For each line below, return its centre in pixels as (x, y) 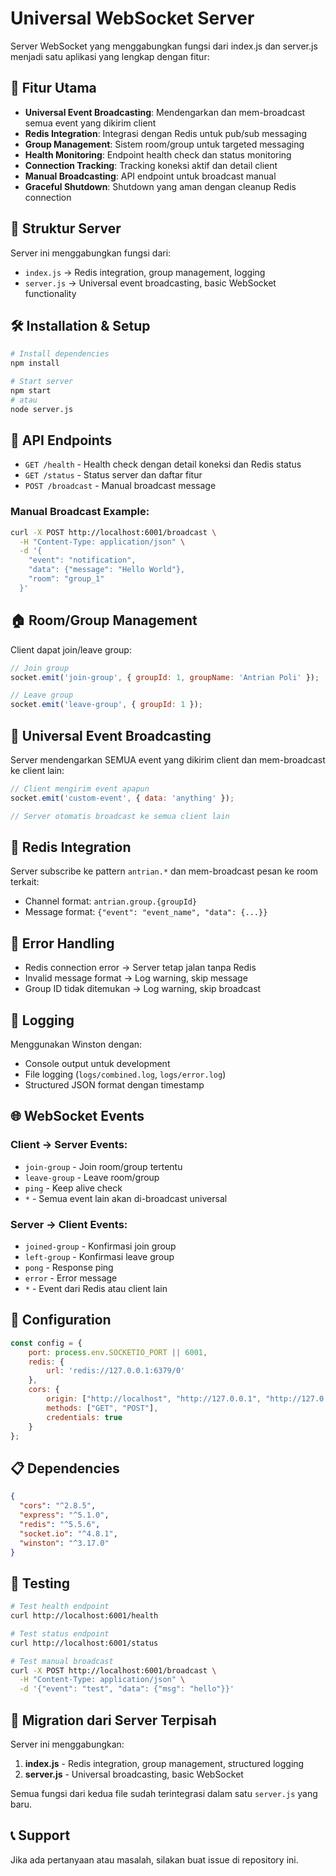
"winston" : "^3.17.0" (64, 1543)
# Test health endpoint (60, 1607)
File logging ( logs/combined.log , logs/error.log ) (125, 1074)
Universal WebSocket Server (132, 18)
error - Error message (71, 1278)
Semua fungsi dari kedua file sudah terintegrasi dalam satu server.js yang (164, 1794)
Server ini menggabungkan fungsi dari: (91, 253)
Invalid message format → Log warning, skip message (136, 978)
